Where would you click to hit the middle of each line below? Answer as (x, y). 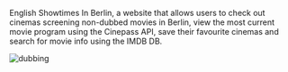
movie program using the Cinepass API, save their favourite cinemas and (144, 32)
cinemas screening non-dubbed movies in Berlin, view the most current (142, 22)
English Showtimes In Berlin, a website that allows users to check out (137, 13)
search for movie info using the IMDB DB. (86, 41)
